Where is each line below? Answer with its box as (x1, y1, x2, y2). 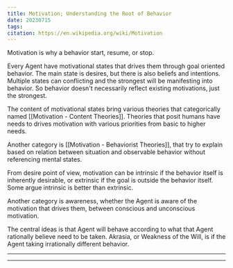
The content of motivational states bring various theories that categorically (7, 105, 221, 113)
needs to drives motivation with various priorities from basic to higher (7, 119, 206, 128)
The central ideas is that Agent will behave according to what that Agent (7, 225, 214, 233)
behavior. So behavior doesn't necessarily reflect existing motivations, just (7, 84, 220, 92)
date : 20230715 (7, 17, 51, 24)
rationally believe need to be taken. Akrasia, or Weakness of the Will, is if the (7, 233, 226, 241)
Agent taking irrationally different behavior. (7, 240, 130, 249)
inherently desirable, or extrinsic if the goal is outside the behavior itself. (7, 176, 214, 185)
